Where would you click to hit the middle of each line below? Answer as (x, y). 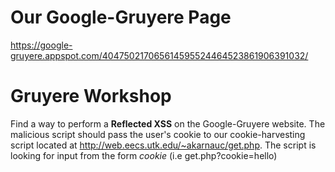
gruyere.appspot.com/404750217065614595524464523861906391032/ (159, 55)
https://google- (41, 45)
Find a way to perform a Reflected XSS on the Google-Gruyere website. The (168, 123)
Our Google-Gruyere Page (121, 17)
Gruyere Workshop (91, 96)
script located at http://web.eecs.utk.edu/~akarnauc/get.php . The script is (163, 145)
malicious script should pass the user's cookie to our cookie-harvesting (158, 134)
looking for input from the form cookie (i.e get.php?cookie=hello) (144, 155)
